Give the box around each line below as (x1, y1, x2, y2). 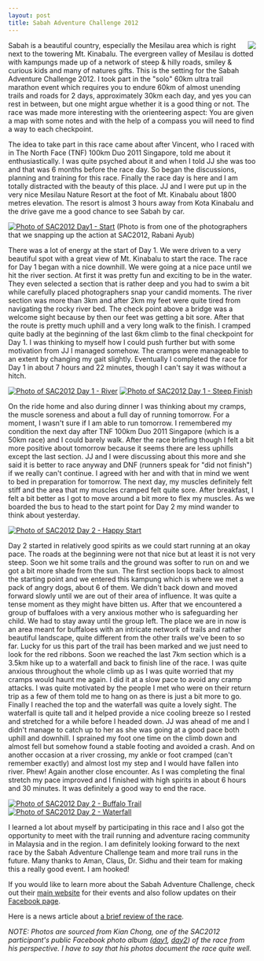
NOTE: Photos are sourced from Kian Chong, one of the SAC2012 (8, 926, 220, 936)
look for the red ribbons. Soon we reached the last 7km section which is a (8, 649, 247, 659)
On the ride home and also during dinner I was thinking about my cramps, (8, 401, 246, 410)
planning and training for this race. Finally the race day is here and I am (8, 173, 238, 182)
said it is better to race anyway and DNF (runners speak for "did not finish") (8, 460, 253, 469)
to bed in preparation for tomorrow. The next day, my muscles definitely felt (8, 477, 253, 486)
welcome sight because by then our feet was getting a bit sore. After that (8, 312, 245, 321)
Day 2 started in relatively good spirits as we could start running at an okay (8, 540, 251, 550)
